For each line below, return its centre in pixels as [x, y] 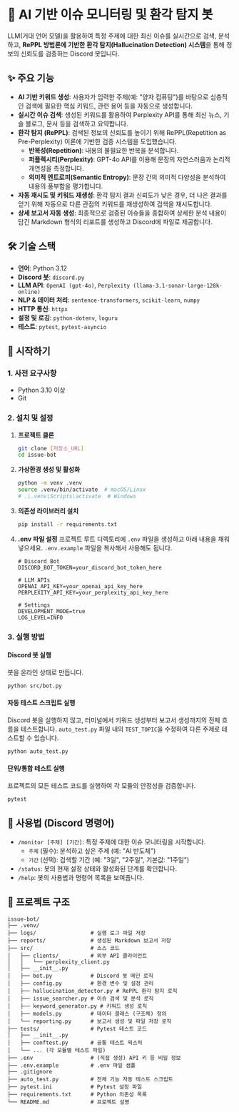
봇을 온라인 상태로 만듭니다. [46, 672]
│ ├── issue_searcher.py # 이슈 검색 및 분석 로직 [81, 999]
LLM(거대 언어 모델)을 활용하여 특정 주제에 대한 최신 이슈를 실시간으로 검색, [112, 36]
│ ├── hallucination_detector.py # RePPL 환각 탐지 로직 [92, 991]
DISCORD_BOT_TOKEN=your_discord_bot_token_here [90, 567]
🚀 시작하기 [29, 351]
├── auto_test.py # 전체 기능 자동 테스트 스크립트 [90, 1079]
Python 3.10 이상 [41, 390]
